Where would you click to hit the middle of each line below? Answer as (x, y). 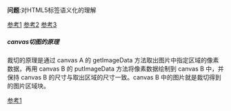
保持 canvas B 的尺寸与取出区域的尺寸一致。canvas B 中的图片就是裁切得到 (114, 77)
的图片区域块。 (28, 86)
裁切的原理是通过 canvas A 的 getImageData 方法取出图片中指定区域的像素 (113, 60)
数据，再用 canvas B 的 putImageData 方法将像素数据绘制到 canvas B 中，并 (115, 69)
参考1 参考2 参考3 (32, 25)
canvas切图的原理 (33, 41)
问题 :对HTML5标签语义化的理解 (52, 10)
